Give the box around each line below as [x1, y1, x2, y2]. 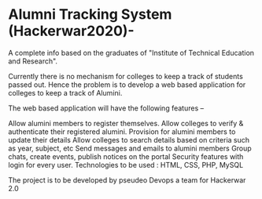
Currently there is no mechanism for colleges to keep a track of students [8, 71, 244, 81]
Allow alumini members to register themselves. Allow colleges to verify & [8, 118, 244, 128]
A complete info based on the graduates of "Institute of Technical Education [8, 48, 254, 57]
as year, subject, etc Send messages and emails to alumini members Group [8, 143, 252, 153]
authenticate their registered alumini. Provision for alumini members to [8, 127, 236, 136]
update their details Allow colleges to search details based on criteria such [8, 135, 250, 144]
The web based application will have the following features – [8, 103, 205, 113]
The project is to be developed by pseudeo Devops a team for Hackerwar [8, 175, 246, 185]
